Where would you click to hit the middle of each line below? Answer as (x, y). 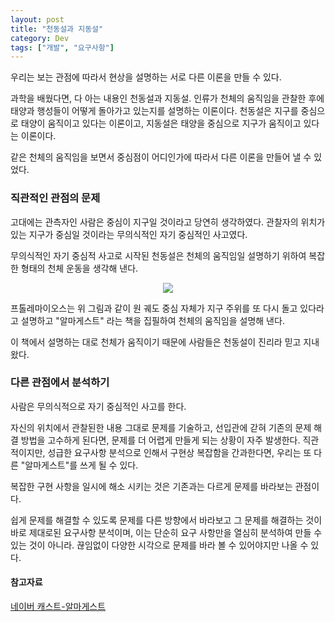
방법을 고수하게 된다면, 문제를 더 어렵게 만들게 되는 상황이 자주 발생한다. (160, 440)
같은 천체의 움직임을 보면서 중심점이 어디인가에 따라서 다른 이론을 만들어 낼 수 (161, 157)
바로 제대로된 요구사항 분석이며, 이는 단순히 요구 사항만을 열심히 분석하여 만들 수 (166, 532)
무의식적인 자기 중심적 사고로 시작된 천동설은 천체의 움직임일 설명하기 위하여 (158, 255)
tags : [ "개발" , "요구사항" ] (62, 47)
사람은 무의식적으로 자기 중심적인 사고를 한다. (98, 406)
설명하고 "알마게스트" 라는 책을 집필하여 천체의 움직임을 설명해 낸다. (152, 320)
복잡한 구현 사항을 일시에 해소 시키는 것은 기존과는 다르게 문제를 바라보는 (151, 486)
